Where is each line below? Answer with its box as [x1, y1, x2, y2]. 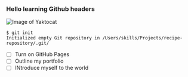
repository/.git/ [6, 41, 50, 47]
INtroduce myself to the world [14, 64, 89, 72]
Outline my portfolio [14, 57, 64, 64]
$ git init [6, 30, 33, 36]
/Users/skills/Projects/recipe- [102, 35, 183, 41]
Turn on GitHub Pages [14, 51, 70, 58]
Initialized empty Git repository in [6, 35, 100, 41]
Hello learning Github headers [6, 5, 95, 13]
